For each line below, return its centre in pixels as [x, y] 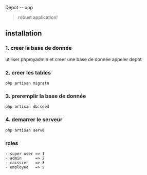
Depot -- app [19, 7]
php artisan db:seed [27, 107]
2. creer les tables [28, 72]
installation [24, 34]
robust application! [38, 17]
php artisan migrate [27, 83]
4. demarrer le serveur [34, 120]
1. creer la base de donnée [39, 48]
